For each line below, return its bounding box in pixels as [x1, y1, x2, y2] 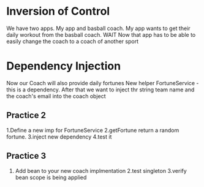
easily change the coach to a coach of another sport [6, 37, 139, 45]
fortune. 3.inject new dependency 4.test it [6, 133, 112, 140]
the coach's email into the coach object [6, 92, 106, 99]
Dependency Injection [6, 59, 121, 73]
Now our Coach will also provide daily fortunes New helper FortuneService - [6, 79, 199, 86]
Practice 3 [6, 151, 47, 161]
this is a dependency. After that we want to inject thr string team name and [6, 86, 195, 93]
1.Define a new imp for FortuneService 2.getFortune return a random [6, 126, 179, 134]
